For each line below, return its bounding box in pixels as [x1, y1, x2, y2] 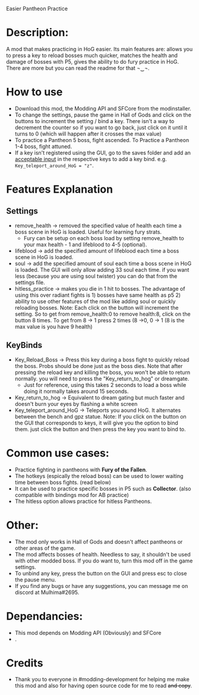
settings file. [14, 279, 46, 286]
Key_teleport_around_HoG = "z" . [14, 162, 94, 169]
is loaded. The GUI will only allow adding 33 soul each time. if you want [14, 266, 189, 273]
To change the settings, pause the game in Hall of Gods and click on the [14, 111, 192, 118]
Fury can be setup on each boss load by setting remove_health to [23, 234, 184, 241]
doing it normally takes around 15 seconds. [23, 388, 129, 395]
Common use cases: [6, 446, 110, 460]
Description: [6, 26, 69, 39]
